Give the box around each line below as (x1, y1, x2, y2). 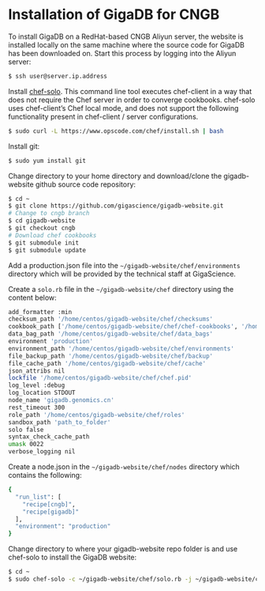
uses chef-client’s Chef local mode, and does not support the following (8, 103, 239, 112)
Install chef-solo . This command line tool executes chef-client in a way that (8, 86, 252, 96)
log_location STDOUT (8, 389, 77, 397)
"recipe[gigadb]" (22, 508, 80, 516)
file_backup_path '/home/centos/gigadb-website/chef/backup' (8, 352, 214, 360)
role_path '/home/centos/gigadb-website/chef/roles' (8, 411, 185, 419)
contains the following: (8, 471, 82, 480)
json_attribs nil (8, 366, 65, 375)
